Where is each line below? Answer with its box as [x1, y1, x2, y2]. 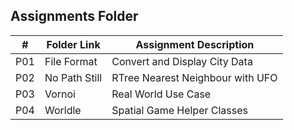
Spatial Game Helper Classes [111, 103, 249, 117]
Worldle [44, 103, 82, 117]
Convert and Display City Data [111, 54, 253, 68]
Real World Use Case [111, 87, 212, 101]
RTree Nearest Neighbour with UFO [111, 70, 278, 84]
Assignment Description [135, 37, 255, 51]
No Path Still [44, 70, 103, 84]
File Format [44, 54, 98, 68]
